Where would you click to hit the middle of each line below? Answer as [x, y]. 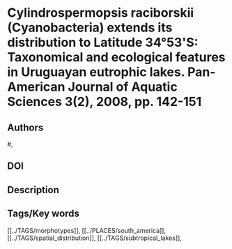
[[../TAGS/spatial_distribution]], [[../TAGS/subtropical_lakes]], [95, 238]
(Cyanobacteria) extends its [90, 28]
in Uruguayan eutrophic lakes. [96, 72]
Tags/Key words [44, 214]
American [36, 87]
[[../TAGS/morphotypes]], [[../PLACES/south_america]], [86, 230]
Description [33, 190]
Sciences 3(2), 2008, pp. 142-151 [105, 102]
